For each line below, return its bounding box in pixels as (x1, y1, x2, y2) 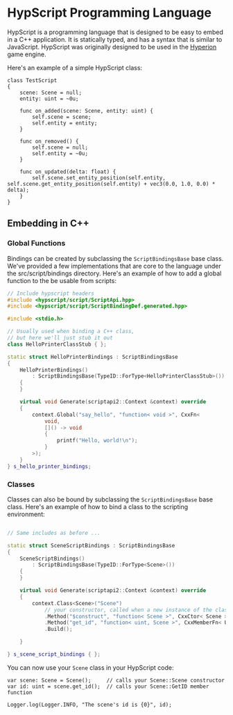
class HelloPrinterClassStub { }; (7, 341, 107, 348)
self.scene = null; (32, 144, 89, 151)
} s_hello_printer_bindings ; (7, 463, 92, 470)
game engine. (7, 50, 46, 58)
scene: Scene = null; (19, 89, 82, 96)
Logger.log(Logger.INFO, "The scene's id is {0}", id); (7, 701, 172, 708)
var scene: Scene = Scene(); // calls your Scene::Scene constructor (7, 677, 225, 684)
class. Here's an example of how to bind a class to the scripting (7, 502, 189, 511)
